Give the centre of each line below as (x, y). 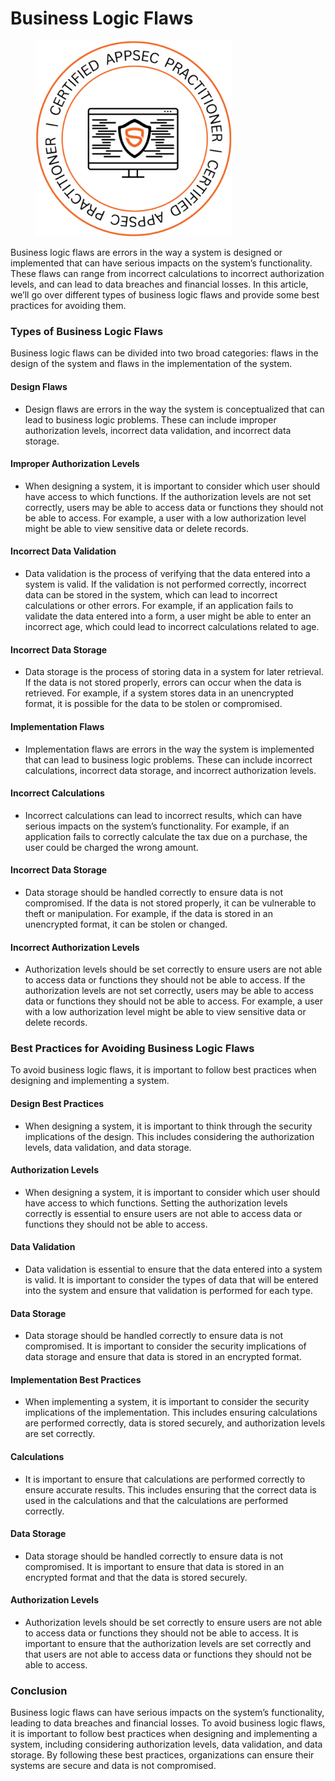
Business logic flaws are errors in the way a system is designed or (146, 253)
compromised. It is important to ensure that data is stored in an (154, 1566)
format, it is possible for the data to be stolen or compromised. (153, 704)
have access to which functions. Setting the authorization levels (156, 1203)
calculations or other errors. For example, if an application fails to (159, 606)
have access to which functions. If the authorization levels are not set (168, 496)
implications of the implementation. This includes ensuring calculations (171, 1413)
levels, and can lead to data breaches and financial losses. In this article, (159, 284)
